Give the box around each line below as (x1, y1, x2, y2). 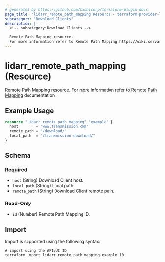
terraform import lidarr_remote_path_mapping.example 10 (5, 252, 124, 257)
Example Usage (5, 107, 54, 115)
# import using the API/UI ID (5, 248, 67, 253)
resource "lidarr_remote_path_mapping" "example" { (5, 119, 113, 124)
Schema (5, 151, 31, 160)
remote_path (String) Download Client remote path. (12, 188, 114, 194)
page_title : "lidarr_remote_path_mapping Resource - (5, 12, 115, 17)
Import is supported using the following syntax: (5, 238, 101, 244)
